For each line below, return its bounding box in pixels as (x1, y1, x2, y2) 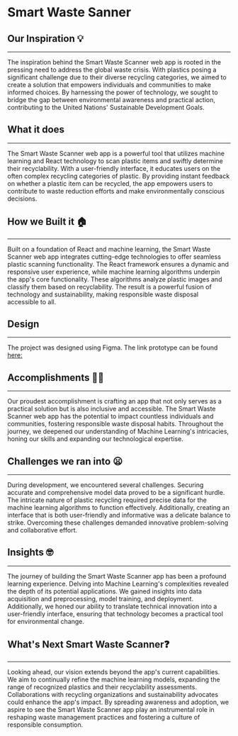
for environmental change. (7, 617, 85, 625)
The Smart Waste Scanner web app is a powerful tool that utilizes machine (7, 149, 225, 157)
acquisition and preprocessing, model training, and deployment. (7, 594, 193, 603)
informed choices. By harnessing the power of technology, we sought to (7, 88, 218, 96)
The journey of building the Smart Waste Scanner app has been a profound (7, 571, 227, 580)
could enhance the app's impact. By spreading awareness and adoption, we (7, 698, 229, 706)
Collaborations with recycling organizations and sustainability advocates (7, 690, 218, 698)
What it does (7, 123, 65, 135)
